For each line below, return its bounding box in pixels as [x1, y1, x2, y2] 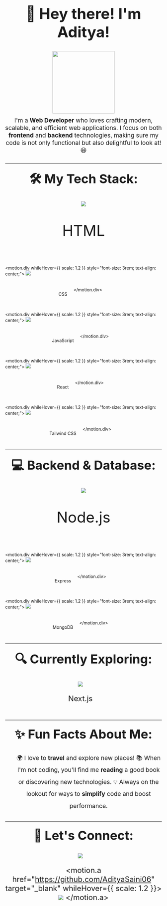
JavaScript [52, 338, 74, 344]
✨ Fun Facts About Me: [14, 726, 153, 742]
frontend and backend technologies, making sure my [8, 131, 159, 140]
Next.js [68, 694, 93, 703]
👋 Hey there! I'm [25, 4, 142, 23]
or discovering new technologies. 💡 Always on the [18, 778, 159, 786]
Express [54, 577, 71, 583]
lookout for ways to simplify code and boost [26, 790, 151, 798]
